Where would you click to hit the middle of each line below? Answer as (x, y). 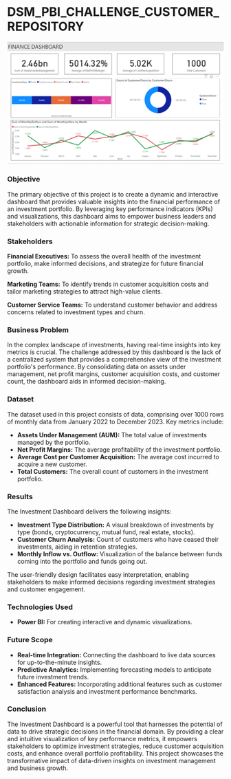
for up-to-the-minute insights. (59, 662)
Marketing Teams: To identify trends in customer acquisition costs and (108, 284)
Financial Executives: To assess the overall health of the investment (104, 256)
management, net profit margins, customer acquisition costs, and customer (114, 374)
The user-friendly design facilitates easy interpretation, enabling (98, 574)
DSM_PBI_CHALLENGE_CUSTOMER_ (113, 12)
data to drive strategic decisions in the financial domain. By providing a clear (115, 731)
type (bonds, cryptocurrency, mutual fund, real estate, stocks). (106, 532)
